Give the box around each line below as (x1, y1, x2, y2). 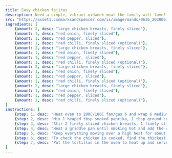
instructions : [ (5, 107, 40, 112)
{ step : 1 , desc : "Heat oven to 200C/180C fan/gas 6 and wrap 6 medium (14, 112, 168, 117)
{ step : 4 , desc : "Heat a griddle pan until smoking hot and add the (14, 126, 164, 131)
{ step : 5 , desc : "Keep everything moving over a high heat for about (14, 130, 166, 136)
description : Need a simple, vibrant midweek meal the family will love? (5, 12, 166, 17)
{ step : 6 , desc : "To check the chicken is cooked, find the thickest (14, 136, 166, 141)
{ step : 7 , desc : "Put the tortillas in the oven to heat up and (14, 140, 155, 145)
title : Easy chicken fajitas (5, 7, 68, 13)
